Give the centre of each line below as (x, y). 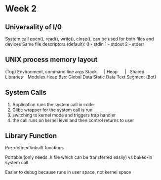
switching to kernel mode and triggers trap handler (64, 115)
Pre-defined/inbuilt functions (35, 148)
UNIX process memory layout (51, 60)
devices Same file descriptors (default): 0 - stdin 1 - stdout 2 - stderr (75, 44)
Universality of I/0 (33, 27)
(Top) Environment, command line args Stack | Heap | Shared (75, 71)
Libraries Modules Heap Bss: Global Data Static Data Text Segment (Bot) (81, 77)
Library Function (31, 136)
